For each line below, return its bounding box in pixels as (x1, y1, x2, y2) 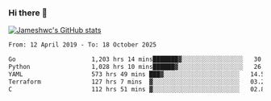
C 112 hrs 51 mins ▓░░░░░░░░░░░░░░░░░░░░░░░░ (8, 85, 240, 93)
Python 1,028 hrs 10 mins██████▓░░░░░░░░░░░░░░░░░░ (8, 63, 244, 71)
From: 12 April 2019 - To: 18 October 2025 (8, 41, 157, 49)
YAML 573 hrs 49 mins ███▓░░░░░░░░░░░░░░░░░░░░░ (8, 70, 240, 79)
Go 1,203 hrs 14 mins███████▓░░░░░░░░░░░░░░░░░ (8, 55, 244, 63)
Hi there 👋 (8, 7, 48, 18)
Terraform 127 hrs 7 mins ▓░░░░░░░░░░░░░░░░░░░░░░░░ (8, 78, 240, 86)
